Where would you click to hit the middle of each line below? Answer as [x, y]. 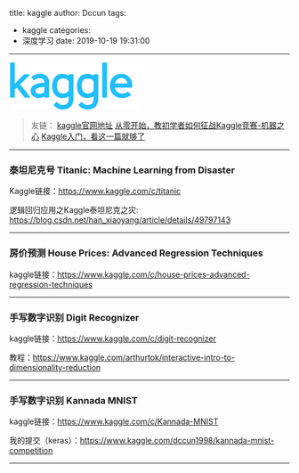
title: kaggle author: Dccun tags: [68, 13]
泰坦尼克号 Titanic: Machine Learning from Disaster [122, 170]
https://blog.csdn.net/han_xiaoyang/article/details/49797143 [120, 220]
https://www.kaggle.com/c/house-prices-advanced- [154, 274]
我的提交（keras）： [45, 441]
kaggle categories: [56, 30]
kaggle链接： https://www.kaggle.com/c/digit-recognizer [113, 338]
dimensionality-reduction [55, 367]
